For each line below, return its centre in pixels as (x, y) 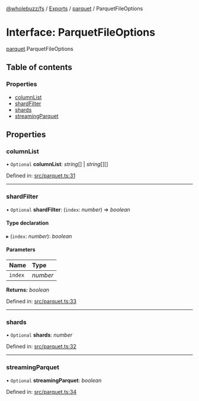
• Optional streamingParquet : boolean (54, 380)
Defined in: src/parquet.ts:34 (41, 392)
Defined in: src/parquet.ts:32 (41, 347)
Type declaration (28, 223)
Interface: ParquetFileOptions (81, 33)
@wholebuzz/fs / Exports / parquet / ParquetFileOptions (75, 9)
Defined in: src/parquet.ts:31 (41, 176)
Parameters (21, 250)
